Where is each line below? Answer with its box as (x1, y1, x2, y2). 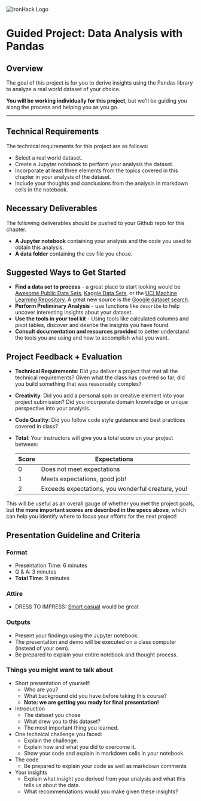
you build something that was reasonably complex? (14, 380, 142, 388)
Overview (6, 63, 44, 73)
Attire (6, 589, 23, 598)
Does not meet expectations (41, 465, 121, 473)
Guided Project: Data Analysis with (6, 27, 183, 40)
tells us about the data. (23, 781, 81, 788)
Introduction (14, 705, 45, 712)
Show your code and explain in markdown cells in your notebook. (23, 749, 185, 757)
